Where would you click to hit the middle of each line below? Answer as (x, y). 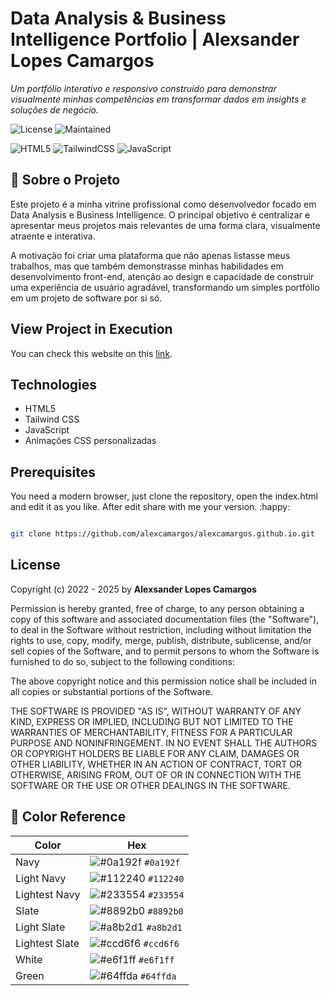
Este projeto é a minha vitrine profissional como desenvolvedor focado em (163, 204)
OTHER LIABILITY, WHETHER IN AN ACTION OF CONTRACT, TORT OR (156, 764)
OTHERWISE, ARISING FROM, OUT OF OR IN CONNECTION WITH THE (156, 774)
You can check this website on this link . (91, 353)
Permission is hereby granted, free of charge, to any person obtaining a (157, 608)
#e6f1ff (156, 960)
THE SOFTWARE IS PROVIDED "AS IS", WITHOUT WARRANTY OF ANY (156, 711)
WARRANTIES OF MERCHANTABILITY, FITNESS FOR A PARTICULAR (151, 732)
